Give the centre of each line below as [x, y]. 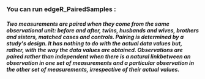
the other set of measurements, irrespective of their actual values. [93, 69]
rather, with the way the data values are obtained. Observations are [95, 50]
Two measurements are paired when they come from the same [88, 24]
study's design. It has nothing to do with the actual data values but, [94, 43]
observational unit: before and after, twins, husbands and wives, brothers [102, 30]
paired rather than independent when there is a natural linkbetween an [99, 56]
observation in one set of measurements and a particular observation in [100, 62]
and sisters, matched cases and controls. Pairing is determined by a [95, 37]
